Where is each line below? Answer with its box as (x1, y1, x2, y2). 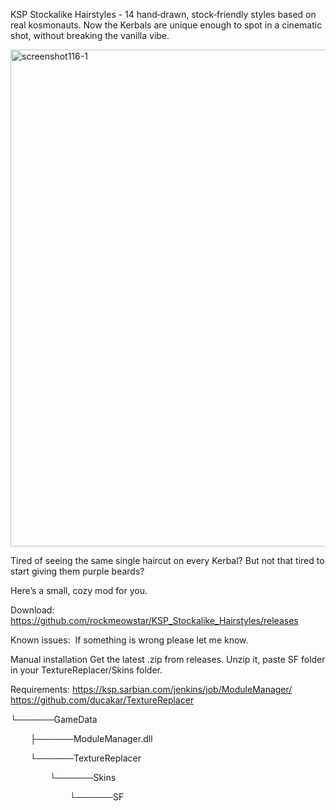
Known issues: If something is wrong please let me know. (10, 634, 249, 646)
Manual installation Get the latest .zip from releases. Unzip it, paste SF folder (10, 654, 326, 665)
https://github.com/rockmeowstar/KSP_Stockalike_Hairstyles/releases (10, 615, 299, 626)
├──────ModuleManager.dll (29, 733, 153, 744)
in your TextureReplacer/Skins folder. (10, 664, 163, 676)
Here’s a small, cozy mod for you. (10, 585, 148, 596)
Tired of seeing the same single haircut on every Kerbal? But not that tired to (10, 555, 325, 566)
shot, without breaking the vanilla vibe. (10, 30, 170, 41)
